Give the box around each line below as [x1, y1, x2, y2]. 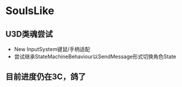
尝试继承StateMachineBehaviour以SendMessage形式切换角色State [14, 53, 177, 60]
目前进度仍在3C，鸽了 [5, 72, 87, 82]
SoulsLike [5, 4, 54, 18]
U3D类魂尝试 [5, 29, 54, 39]
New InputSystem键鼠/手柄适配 [14, 46, 91, 52]
